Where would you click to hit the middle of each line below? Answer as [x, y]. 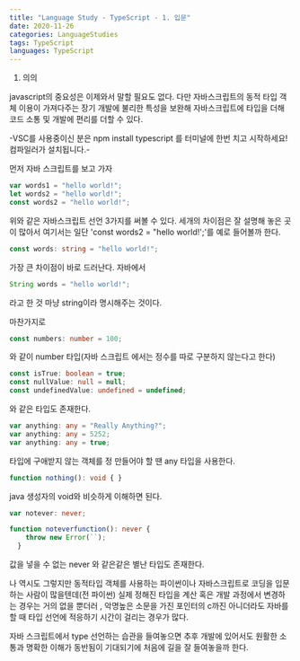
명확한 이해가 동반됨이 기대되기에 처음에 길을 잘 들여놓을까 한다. [137, 647]
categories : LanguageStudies [64, 34]
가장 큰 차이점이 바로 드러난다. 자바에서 [78, 267]
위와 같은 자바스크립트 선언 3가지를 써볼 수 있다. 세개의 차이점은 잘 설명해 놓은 [146, 220]
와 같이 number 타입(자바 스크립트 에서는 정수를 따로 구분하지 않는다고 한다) [142, 357]
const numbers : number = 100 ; [66, 339]
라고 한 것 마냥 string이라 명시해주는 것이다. [86, 303]
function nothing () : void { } [66, 478]
